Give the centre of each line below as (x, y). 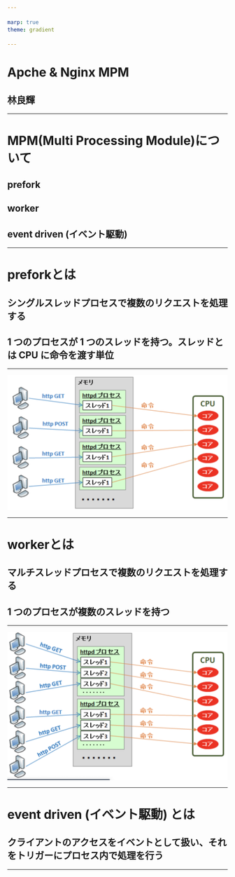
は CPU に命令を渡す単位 (60, 355)
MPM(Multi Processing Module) (101, 141)
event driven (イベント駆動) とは (101, 814)
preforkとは (42, 275)
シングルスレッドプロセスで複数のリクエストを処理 (117, 302)
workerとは (41, 544)
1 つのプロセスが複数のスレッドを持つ (88, 612)
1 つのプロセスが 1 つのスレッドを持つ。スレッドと (115, 342)
